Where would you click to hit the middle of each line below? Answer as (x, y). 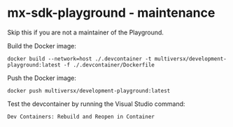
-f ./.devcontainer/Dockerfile (109, 65)
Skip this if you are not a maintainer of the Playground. (86, 32)
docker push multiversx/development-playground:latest (89, 91)
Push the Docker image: (42, 78)
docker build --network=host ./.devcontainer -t (79, 59)
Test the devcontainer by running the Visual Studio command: (96, 104)
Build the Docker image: (42, 46)
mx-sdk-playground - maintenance (111, 13)
